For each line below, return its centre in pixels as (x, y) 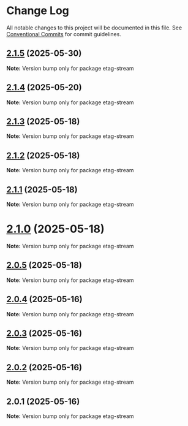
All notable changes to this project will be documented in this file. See (94, 28)
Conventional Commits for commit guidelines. (64, 34)
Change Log (38, 11)
